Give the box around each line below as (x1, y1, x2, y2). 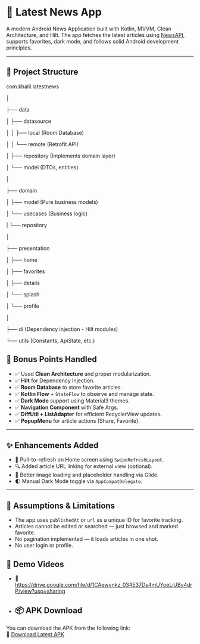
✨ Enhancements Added (6, 440, 99, 450)
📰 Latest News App (6, 5, 102, 19)
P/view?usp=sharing (14, 587, 65, 595)
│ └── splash (6, 290, 40, 298)
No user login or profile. (14, 542, 73, 549)
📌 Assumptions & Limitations (6, 500, 115, 510)
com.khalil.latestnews (6, 83, 60, 90)
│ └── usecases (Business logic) (6, 210, 88, 217)
